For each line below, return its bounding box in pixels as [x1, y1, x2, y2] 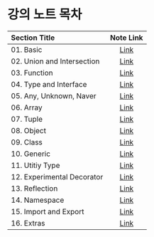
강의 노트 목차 [7, 6, 82, 23]
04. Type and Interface [11, 79, 87, 89]
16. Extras [11, 218, 45, 228]
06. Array [11, 102, 43, 112]
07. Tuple [11, 114, 43, 124]
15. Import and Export [11, 206, 84, 216]
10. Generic [11, 149, 51, 159]
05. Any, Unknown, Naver [11, 90, 97, 100]
